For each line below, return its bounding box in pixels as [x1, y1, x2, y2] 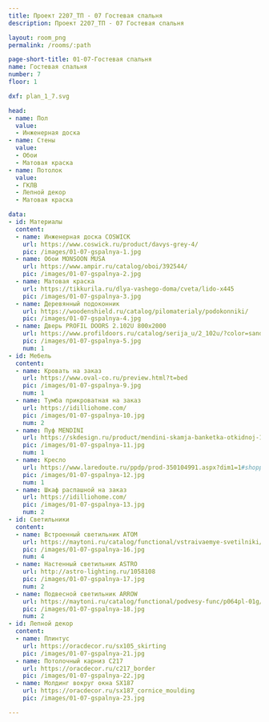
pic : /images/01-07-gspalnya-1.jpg [22, 247, 142, 256]
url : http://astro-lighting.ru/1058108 [22, 568, 156, 576]
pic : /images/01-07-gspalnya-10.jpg [22, 411, 146, 419]
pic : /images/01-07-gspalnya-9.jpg [22, 382, 142, 390]
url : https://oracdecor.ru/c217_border [22, 664, 156, 672]
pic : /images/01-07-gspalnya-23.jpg [22, 694, 146, 702]
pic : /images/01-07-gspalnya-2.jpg [22, 270, 142, 279]
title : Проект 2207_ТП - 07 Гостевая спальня [8, 11, 163, 20]
